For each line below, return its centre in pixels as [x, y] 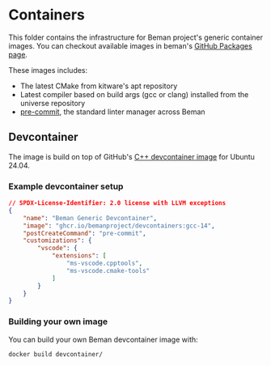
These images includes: [48, 70]
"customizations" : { [57, 240]
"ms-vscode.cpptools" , [104, 264]
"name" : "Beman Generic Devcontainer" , [90, 218]
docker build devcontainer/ [56, 354]
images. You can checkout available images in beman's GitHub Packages [130, 45]
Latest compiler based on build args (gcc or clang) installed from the [134, 94]
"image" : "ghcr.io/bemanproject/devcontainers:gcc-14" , [119, 226]
